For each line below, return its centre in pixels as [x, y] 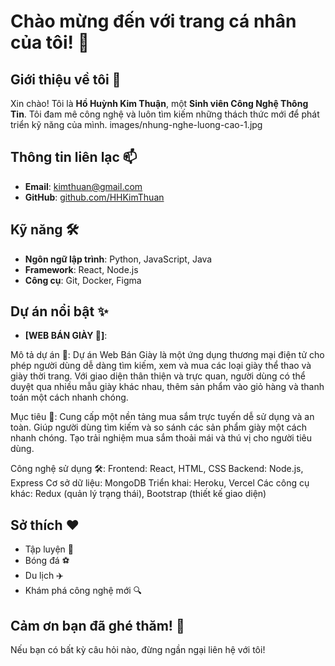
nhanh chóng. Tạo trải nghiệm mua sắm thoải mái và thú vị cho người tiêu [161, 438]
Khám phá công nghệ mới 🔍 [83, 591]
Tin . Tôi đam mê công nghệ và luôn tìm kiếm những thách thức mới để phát [165, 114]
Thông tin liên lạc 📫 [74, 157]
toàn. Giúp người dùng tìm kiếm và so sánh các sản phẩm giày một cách [158, 427]
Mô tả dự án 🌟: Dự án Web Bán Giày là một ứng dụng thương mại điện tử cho [167, 355]
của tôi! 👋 [50, 42]
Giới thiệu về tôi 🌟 [66, 79]
